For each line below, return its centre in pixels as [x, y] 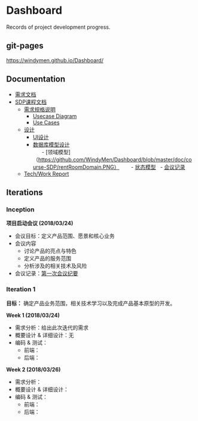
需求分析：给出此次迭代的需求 [51, 328]
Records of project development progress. [58, 27]
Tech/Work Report [46, 174]
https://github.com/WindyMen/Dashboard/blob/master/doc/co [115, 159]
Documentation [36, 79]
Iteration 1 [21, 289]
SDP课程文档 [31, 102]
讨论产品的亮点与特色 [50, 251]
